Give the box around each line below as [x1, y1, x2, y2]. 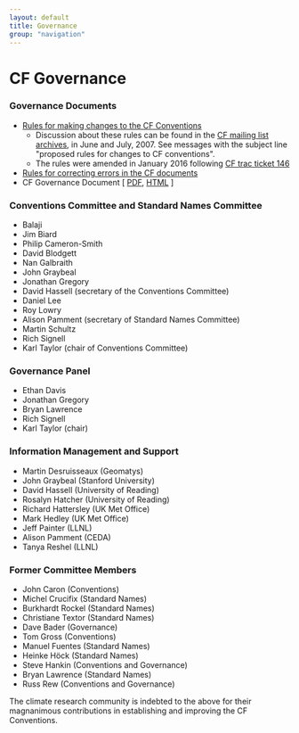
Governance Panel [9, 365, 91, 377]
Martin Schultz [21, 324, 77, 334]
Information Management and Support [9, 445, 180, 457]
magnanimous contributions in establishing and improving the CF [9, 705, 248, 716]
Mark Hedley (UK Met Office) [21, 513, 129, 523]
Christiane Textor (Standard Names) [21, 613, 155, 623]
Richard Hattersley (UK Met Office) [21, 503, 150, 514]
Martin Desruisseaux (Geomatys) [21, 465, 144, 476]
